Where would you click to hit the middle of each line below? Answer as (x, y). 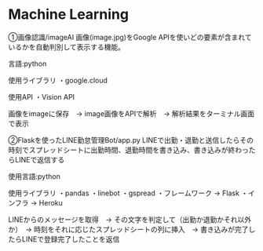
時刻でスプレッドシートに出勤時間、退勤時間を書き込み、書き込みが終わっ (128, 150)
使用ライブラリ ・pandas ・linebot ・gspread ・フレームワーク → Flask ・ (128, 193)
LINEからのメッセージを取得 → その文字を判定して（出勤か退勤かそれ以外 (130, 219)
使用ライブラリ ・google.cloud (58, 80)
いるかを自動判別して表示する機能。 (67, 47)
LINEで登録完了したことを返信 (71, 239)
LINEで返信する (40, 159)
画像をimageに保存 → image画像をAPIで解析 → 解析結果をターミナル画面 (131, 113)
